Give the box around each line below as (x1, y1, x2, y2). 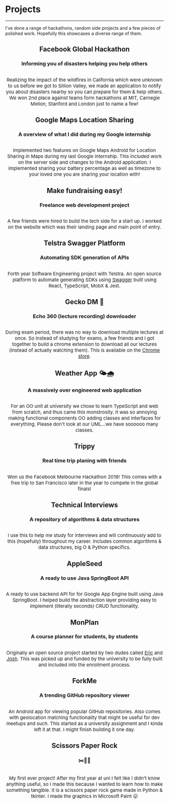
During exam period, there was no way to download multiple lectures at (5, 329, 164, 336)
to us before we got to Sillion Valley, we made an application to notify (8, 82, 161, 89)
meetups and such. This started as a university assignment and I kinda (6, 720, 163, 727)
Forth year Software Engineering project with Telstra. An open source (7, 270, 162, 277)
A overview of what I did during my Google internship (18, 130, 151, 137)
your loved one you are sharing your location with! (29, 171, 140, 178)
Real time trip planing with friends (42, 457, 127, 464)
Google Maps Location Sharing (35, 116, 134, 124)
